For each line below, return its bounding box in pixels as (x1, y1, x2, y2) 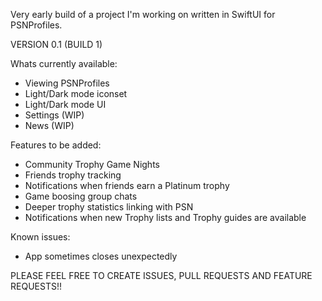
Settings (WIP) (24, 109, 85, 121)
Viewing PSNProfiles (24, 77, 110, 89)
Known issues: (10, 231, 71, 243)
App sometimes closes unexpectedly (24, 250, 178, 262)
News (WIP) (24, 120, 75, 131)
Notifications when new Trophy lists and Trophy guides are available (24, 212, 307, 223)
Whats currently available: (10, 58, 118, 69)
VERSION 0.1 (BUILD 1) (10, 39, 103, 50)
